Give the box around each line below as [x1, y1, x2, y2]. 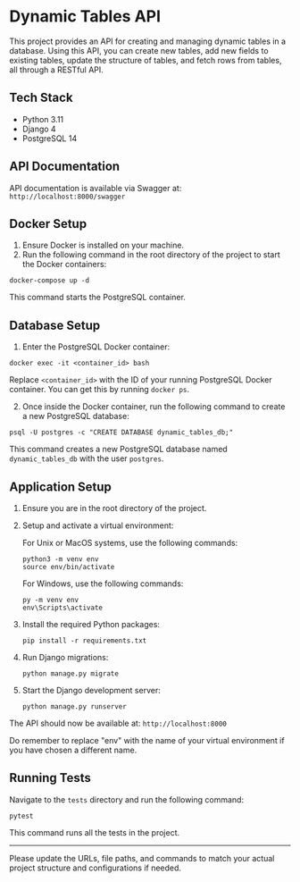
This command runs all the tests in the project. [9, 827, 180, 837]
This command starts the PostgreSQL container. [9, 292, 186, 303]
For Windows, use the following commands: [21, 578, 184, 589]
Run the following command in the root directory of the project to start [21, 249, 281, 260]
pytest [9, 811, 34, 820]
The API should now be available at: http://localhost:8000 [9, 718, 228, 728]
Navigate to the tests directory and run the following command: [9, 794, 244, 805]
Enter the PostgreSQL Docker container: [21, 341, 171, 352]
